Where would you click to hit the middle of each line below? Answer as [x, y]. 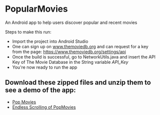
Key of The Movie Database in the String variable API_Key [70, 62]
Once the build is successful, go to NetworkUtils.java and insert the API [84, 57]
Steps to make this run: [28, 32]
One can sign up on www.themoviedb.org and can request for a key [80, 46]
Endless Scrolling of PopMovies [44, 107]
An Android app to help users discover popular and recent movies [71, 22]
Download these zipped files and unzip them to [78, 83]
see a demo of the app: [40, 90]
